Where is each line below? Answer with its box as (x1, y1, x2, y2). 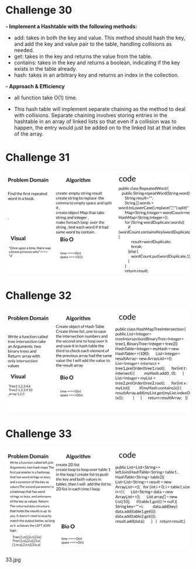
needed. (13, 46, 35, 53)
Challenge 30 (5, 4, 73, 17)
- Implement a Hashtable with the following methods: (5, 23, 137, 30)
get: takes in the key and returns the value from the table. (13, 53, 153, 60)
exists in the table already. (13, 65, 77, 72)
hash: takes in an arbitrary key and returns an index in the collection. (13, 71, 180, 78)
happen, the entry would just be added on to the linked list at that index (13, 124, 185, 131)
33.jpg (5, 556, 21, 563)
